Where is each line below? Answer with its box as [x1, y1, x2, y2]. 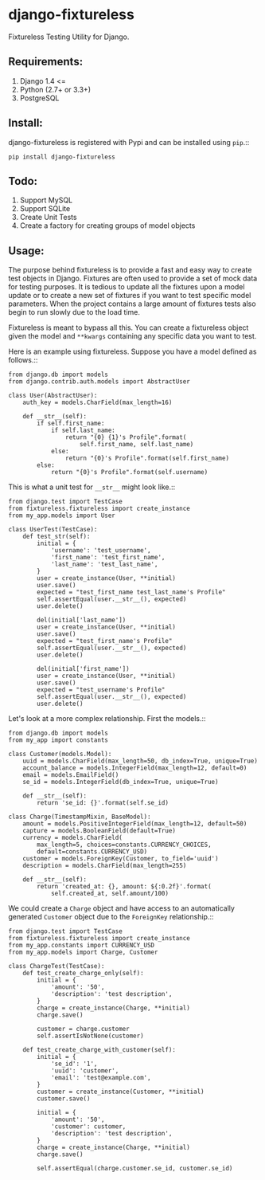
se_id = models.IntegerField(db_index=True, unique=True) [22, 778, 219, 786]
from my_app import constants [8, 736, 109, 744]
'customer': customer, [50, 1123, 127, 1131]
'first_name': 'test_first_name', [50, 554, 166, 562]
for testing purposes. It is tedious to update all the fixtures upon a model [8, 282, 245, 292]
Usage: [8, 244, 45, 257]
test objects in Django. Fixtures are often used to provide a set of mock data [8, 273, 258, 284]
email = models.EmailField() [22, 771, 119, 779]
